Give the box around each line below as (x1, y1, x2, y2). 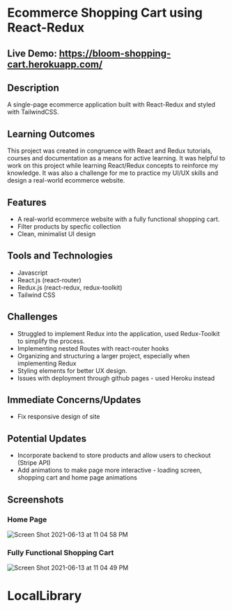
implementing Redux (17, 359, 77, 367)
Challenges (7, 311, 58, 323)
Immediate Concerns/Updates (7, 394, 141, 406)
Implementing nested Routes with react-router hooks (17, 344, 169, 353)
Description (7, 82, 59, 93)
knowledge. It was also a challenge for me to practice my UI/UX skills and (7, 169, 218, 177)
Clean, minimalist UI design (17, 230, 96, 238)
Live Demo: (7, 47, 57, 59)
